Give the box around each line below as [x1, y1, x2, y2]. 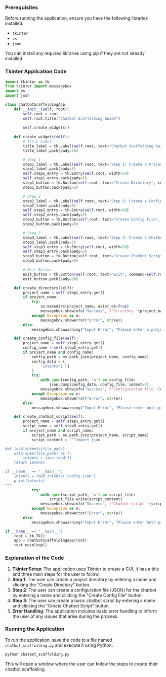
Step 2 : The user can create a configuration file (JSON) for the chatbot [12, 587, 157, 593]
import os [5, 88, 26, 93]
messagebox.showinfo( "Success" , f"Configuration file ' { [40, 387, 161, 392]
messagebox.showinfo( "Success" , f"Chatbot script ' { [40, 501, 152, 507]
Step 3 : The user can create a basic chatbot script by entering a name [12, 598, 156, 603]
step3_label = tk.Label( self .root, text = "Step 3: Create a [23, 235, 147, 240]
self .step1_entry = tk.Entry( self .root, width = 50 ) [23, 171, 129, 176]
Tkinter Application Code [5, 68, 67, 75]
